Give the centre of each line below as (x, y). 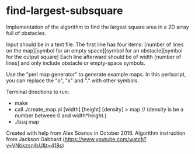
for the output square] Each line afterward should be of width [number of (94, 57)
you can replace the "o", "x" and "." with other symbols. (72, 80)
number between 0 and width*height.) (60, 116)
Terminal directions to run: (38, 92)
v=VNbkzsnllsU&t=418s (34, 145)
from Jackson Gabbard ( (36, 139)
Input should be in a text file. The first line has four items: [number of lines (95, 44)
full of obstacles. (26, 33)
